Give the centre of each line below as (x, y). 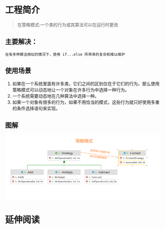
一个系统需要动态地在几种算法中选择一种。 (56, 96)
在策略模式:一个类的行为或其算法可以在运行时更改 (68, 25)
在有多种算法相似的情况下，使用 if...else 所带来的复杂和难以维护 (65, 54)
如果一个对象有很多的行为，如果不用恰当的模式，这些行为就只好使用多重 (86, 102)
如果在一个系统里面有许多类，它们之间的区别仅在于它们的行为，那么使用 (86, 83)
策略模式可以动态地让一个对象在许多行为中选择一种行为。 (71, 90)
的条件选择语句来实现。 (36, 108)
